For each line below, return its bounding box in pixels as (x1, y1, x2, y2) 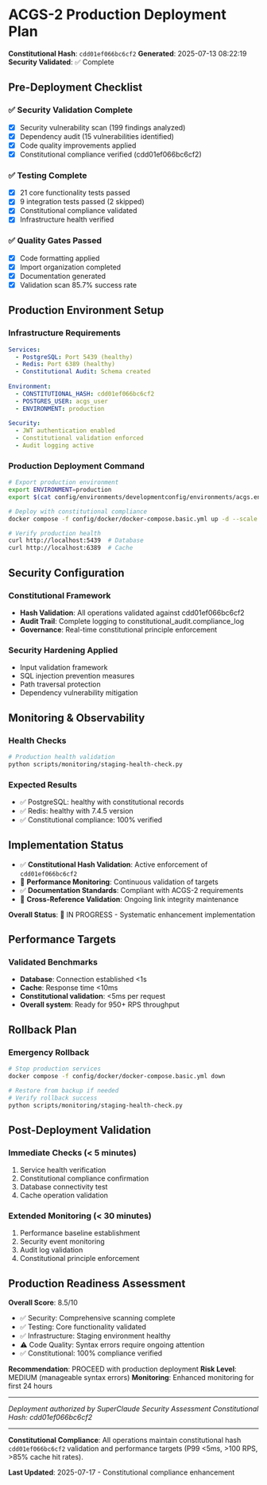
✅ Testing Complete (8, 169, 87, 180)
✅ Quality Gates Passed (8, 235, 102, 246)
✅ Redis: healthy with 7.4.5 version (19, 806, 133, 815)
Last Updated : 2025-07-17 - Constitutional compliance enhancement (8, 1468, 235, 1477)
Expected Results (8, 779, 78, 790)
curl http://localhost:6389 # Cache (8, 544, 133, 552)
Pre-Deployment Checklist (8, 81, 143, 95)
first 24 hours (8, 1381, 53, 1391)
